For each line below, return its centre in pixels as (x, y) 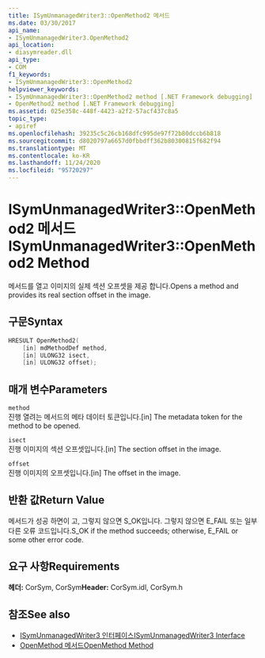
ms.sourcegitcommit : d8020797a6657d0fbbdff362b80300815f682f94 (115, 141)
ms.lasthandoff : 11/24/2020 (55, 163)
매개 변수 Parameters (58, 389)
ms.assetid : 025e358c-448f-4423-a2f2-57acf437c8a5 (93, 112)
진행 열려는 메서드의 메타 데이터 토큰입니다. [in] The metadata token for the (125, 417)
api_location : (32, 45)
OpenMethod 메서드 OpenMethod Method (87, 645)
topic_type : (28, 119)
